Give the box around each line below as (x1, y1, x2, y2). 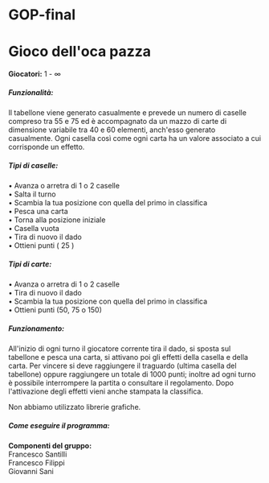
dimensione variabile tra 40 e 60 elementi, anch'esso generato (8, 125, 216, 134)
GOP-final (8, 6, 76, 24)
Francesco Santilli (8, 449, 67, 459)
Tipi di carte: (8, 259, 52, 269)
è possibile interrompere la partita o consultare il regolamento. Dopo (8, 378, 234, 387)
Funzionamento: (8, 324, 65, 333)
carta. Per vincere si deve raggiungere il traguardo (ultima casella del (8, 361, 237, 370)
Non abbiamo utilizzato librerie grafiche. (8, 402, 141, 411)
